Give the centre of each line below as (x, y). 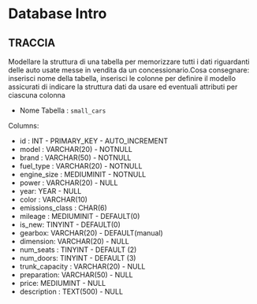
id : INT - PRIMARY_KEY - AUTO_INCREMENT (94, 141)
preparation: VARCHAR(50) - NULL (76, 275)
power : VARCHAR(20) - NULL (69, 183)
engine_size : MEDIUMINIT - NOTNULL (83, 174)
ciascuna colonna (37, 95)
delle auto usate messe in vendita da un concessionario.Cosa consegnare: (129, 70)
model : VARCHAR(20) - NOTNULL (76, 149)
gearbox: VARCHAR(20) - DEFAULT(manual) (91, 233)
